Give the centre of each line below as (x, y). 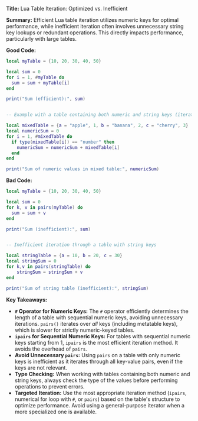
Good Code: (21, 50)
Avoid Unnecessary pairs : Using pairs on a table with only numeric (98, 355)
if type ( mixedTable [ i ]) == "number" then (63, 142)
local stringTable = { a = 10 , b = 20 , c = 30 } (64, 256)
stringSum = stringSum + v (50, 272)
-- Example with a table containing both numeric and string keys (89, 115)
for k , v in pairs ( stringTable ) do (49, 267)
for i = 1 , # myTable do (35, 77)
